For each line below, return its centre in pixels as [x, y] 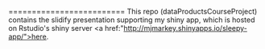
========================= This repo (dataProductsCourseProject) [133, 11]
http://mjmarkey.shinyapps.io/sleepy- [186, 28]
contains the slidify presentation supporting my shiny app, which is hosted [132, 20]
